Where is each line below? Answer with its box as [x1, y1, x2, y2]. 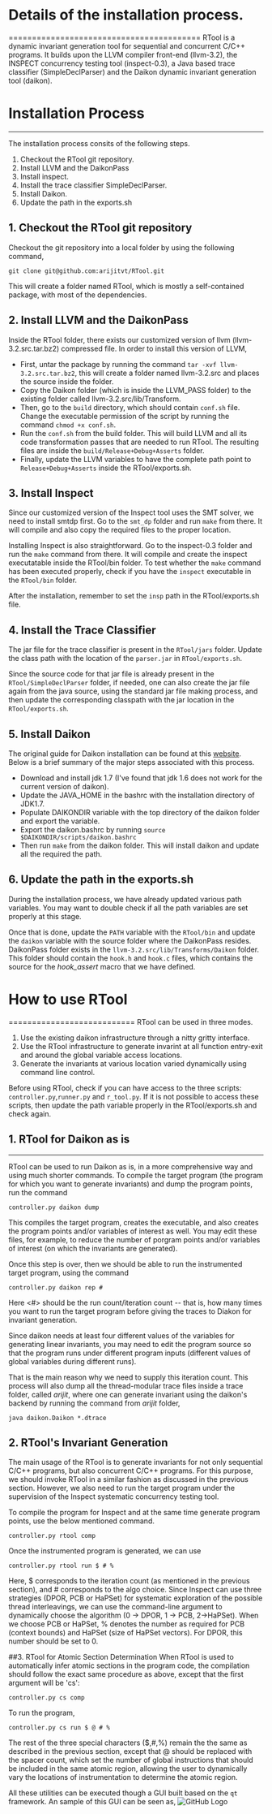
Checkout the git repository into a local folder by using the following [8, 242, 235, 253]
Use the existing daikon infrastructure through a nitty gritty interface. [19, 1033, 250, 1043]
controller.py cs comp [8, 1694, 85, 1702]
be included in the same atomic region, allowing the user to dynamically [8, 1764, 248, 1773]
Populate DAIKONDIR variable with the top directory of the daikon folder [19, 807, 261, 817]
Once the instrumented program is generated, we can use [8, 1546, 202, 1556]
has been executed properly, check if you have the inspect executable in [8, 567, 252, 577]
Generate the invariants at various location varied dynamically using [19, 1058, 247, 1069]
